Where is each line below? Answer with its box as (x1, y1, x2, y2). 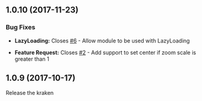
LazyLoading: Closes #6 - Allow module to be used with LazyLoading (14, 37, 190, 44)
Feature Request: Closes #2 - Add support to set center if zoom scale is (14, 49, 197, 56)
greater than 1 (14, 55, 50, 63)
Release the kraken (5, 89, 54, 96)
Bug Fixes (5, 23, 36, 32)
